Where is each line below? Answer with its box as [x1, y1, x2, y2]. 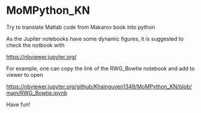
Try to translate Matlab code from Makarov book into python [6, 23, 155, 31]
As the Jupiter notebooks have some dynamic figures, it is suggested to [6, 35, 184, 42]
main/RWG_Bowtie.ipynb [6, 89, 68, 96]
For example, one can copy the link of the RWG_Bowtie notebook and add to [6, 64, 195, 72]
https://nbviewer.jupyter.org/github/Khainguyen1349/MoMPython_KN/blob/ [6, 82, 192, 90]
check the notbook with [6, 41, 65, 49]
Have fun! [6, 100, 31, 108]
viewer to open [6, 71, 43, 78]
